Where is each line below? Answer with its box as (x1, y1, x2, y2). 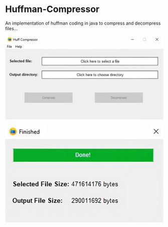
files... (5, 25, 18, 31)
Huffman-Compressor (5, 4, 100, 15)
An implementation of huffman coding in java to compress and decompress (5, 20, 161, 26)
